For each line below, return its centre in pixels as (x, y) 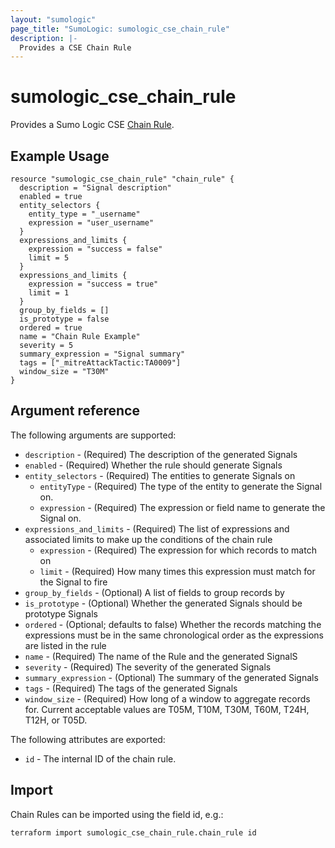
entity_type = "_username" (84, 214)
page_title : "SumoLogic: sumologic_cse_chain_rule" (120, 29)
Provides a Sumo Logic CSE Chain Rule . (92, 125)
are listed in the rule (65, 645)
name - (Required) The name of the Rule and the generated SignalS (161, 656)
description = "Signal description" (95, 188)
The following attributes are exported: (88, 739)
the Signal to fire (73, 582)
